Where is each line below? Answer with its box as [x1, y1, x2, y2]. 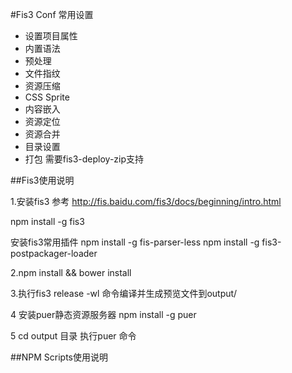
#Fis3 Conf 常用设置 [10, 9, 94, 20]
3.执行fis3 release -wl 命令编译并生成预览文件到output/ [10, 288, 238, 299]
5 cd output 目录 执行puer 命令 [10, 330, 137, 342]
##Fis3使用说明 [10, 174, 75, 186]
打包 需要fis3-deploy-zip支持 [24, 153, 145, 165]
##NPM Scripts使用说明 [10, 351, 108, 363]
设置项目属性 [24, 30, 78, 42]
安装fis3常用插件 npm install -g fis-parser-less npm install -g [10, 236, 260, 248]
